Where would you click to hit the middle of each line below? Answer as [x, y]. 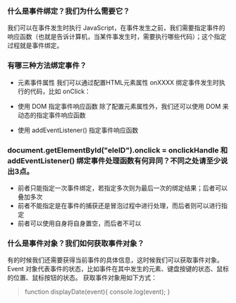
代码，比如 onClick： [61, 91]
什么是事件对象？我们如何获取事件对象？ [76, 243]
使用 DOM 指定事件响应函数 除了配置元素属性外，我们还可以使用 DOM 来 [123, 106]
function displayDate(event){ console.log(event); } [97, 292]
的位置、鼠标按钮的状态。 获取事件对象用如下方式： [82, 278]
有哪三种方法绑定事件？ [47, 66]
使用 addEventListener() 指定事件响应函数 [78, 130]
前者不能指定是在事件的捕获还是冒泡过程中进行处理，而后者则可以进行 [119, 206]
